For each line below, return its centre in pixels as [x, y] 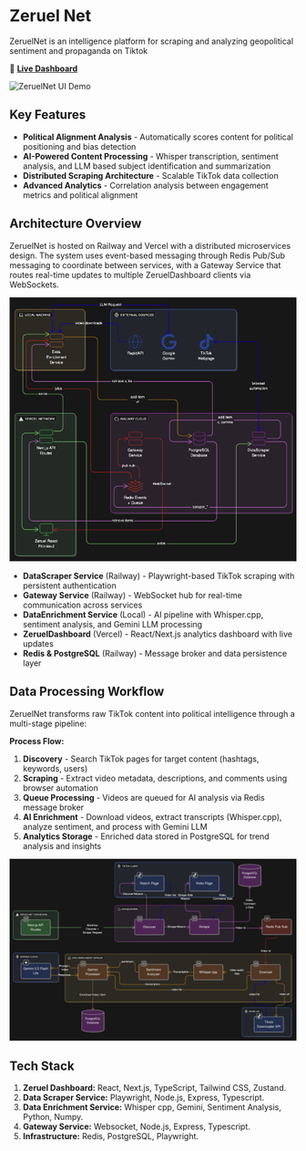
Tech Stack [42, 1066]
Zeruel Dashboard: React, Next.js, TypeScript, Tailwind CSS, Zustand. [154, 1088]
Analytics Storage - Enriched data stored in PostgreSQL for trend [146, 836]
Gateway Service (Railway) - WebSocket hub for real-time [133, 595]
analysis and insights [62, 845]
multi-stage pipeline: [48, 723]
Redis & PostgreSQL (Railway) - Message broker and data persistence [155, 653]
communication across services [82, 605]
